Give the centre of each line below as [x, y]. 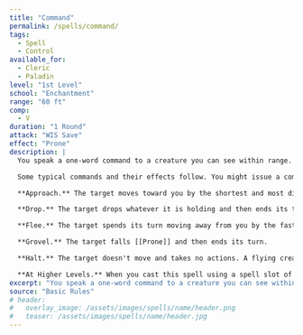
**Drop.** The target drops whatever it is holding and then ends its [153, 209]
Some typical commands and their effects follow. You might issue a [149, 177]
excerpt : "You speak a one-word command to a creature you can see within [153, 283]
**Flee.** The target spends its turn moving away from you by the [147, 226]
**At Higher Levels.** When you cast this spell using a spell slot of [155, 275]
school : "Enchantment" [52, 93]
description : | [38, 152]
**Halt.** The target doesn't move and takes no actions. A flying [147, 258]
